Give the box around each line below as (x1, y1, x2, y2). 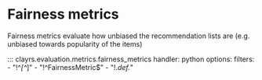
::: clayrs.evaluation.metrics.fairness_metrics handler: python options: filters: (7, 54, 255, 64)
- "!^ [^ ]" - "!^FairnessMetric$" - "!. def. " (7, 62, 134, 71)
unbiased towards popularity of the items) (7, 39, 143, 48)
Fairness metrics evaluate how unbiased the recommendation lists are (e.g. (7, 31, 250, 40)
